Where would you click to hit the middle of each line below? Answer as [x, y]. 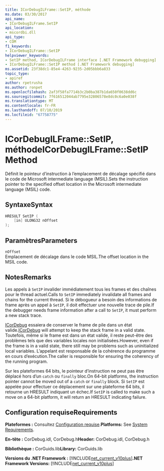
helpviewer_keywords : [27, 55]
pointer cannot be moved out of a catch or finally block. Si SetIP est [75, 381]
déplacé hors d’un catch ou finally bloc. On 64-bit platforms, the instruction [82, 376]
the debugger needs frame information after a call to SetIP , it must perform [81, 310]
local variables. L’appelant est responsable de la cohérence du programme [80, 351]
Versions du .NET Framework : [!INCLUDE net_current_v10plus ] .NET [74, 458]
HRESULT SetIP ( [22, 216]
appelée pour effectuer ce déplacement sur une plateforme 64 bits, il [75, 386]
